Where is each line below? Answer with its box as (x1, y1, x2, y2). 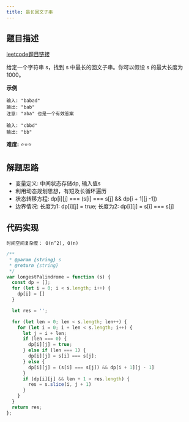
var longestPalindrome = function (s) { (6, 274, 111, 280)
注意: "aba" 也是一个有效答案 (6, 111, 75, 117)
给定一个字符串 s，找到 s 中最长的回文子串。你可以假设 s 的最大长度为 (6, 64, 183, 71)
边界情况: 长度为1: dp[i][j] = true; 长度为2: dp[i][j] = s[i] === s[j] (15, 203, 174, 210)
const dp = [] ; (12, 280, 51, 286)
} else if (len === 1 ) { (22, 347, 86, 353)
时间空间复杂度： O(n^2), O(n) (6, 240, 79, 247)
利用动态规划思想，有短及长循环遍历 (15, 188, 107, 195)
